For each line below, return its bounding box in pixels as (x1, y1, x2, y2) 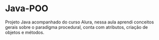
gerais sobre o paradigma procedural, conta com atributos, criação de (5, 24, 148, 30)
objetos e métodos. (5, 29, 44, 35)
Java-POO (5, 3, 48, 14)
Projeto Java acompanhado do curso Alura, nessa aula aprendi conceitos (5, 19, 154, 25)
